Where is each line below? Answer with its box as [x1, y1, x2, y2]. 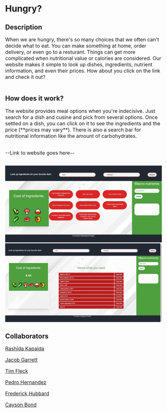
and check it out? [5, 73, 46, 80]
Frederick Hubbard [5, 390, 50, 397]
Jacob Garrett [5, 357, 38, 364]
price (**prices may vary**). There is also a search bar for [5, 126, 142, 133]
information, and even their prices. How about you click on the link [5, 67, 161, 74]
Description [5, 23, 42, 31]
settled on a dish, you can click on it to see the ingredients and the [5, 120, 161, 127]
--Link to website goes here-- [5, 149, 75, 156]
